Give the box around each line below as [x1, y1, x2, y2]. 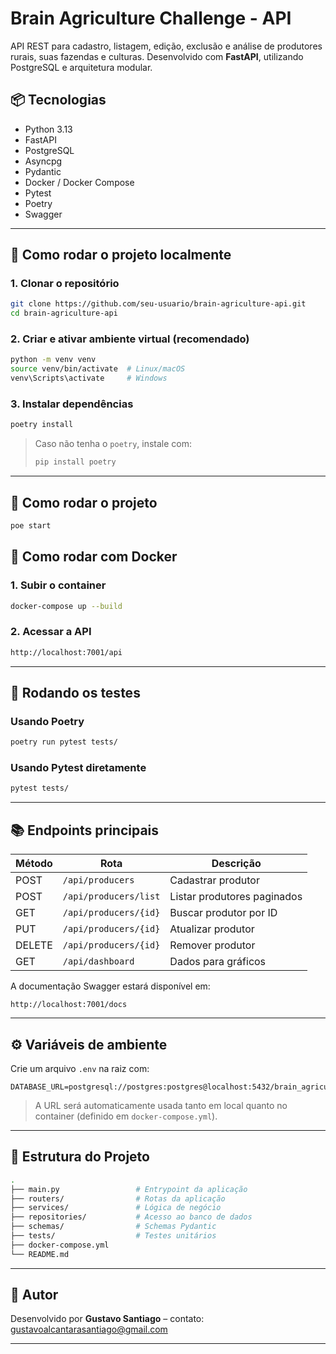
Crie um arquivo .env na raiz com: [10, 1062, 150, 1074]
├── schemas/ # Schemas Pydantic [10, 1222, 217, 1232]
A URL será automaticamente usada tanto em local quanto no [34, 1099, 288, 1111]
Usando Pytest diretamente [10, 761, 147, 775]
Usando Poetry [10, 714, 85, 728]
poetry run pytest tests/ [10, 737, 118, 747]
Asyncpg [24, 155, 63, 167]
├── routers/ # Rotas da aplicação [10, 1193, 226, 1204]
